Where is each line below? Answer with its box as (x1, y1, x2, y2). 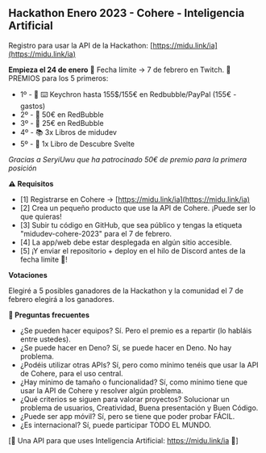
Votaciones (8, 270, 48, 279)
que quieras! (19, 212, 62, 221)
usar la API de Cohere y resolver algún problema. (19, 385, 184, 395)
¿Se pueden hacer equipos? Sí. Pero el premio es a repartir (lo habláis (19, 325, 252, 335)
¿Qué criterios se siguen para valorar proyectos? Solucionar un (19, 394, 230, 404)
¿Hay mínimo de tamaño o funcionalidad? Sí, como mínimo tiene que (19, 377, 248, 387)
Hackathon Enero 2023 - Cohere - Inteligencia (8, 6, 245, 20)
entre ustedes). (19, 334, 71, 344)
